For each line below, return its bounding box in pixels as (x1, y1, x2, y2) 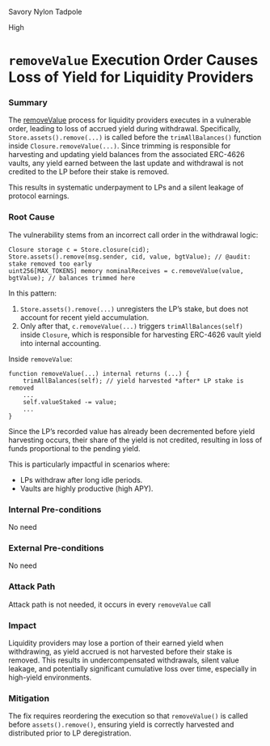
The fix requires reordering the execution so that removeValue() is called (8, 711, 248, 721)
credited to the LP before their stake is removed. (8, 167, 170, 177)
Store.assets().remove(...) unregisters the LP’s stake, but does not (19, 304, 249, 313)
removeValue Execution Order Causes (8, 51, 259, 70)
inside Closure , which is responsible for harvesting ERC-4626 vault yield (19, 330, 262, 339)
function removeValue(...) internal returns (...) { (8, 369, 190, 377)
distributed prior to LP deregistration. (8, 728, 132, 738)
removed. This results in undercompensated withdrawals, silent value (8, 655, 240, 665)
